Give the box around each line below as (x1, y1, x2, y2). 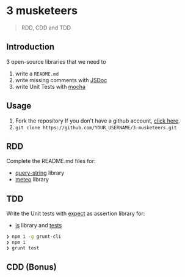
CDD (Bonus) (6, 262, 57, 273)
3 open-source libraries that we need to (6, 58, 106, 65)
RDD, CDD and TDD (21, 24, 71, 31)
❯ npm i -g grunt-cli (6, 233, 62, 240)
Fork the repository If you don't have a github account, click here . (15, 117, 180, 124)
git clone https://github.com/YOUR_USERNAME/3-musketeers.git (15, 124, 177, 131)
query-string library (15, 169, 65, 176)
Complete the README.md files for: (6, 157, 96, 165)
